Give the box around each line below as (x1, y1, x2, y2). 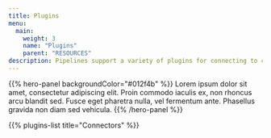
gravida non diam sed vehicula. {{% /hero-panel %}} (8, 104, 184, 114)
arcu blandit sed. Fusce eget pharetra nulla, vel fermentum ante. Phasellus (8, 96, 256, 106)
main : (15, 27, 35, 35)
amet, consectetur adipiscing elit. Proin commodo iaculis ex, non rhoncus (8, 87, 252, 97)
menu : (8, 19, 27, 27)
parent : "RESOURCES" (23, 49, 92, 57)
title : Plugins (8, 11, 60, 20)
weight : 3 (23, 34, 56, 43)
